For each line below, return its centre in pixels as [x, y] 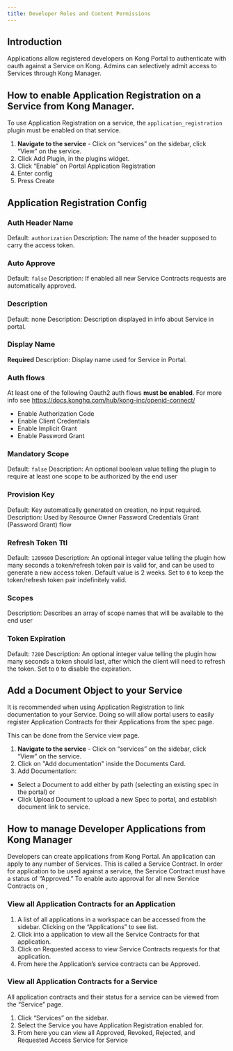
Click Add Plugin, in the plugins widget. [73, 159]
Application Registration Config [77, 203]
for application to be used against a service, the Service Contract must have [116, 871]
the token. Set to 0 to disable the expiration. [70, 669]
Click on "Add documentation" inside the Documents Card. [101, 764]
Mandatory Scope [38, 454]
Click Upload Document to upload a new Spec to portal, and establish [117, 800]
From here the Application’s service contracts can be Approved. [109, 964]
